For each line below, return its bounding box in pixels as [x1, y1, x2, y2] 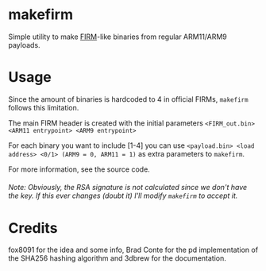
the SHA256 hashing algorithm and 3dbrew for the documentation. [8, 254, 226, 263]
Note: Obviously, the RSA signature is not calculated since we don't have [8, 183, 248, 192]
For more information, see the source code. [8, 165, 151, 174]
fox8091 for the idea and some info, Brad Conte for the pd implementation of [8, 245, 259, 255]
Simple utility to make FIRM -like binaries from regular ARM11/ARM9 [8, 32, 228, 41]
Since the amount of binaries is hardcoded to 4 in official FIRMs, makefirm [8, 94, 249, 104]
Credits [8, 219, 58, 237]
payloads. [8, 40, 41, 49]
